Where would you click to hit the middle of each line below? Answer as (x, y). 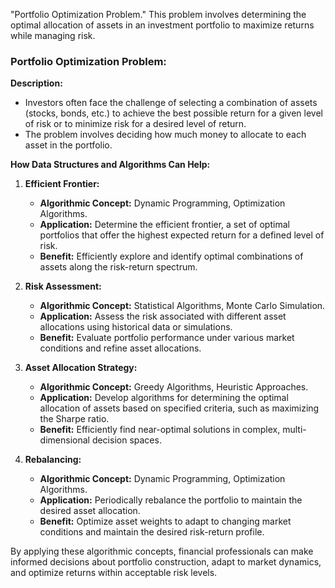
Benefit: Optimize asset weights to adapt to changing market (165, 521)
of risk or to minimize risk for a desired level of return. (135, 124)
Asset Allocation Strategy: (81, 368)
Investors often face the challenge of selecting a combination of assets (171, 103)
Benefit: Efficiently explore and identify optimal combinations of (171, 256)
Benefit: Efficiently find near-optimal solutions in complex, (160, 430)
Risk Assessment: (63, 286)
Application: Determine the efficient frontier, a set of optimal (164, 225)
